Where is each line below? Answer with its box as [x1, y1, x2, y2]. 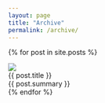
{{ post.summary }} [8, 79, 71, 89]
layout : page [8, 11, 51, 20]
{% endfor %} [8, 87, 53, 97]
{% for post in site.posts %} [8, 48, 98, 57]
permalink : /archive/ [8, 26, 79, 34]
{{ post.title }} [8, 71, 52, 80]
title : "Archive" [8, 19, 65, 27]
